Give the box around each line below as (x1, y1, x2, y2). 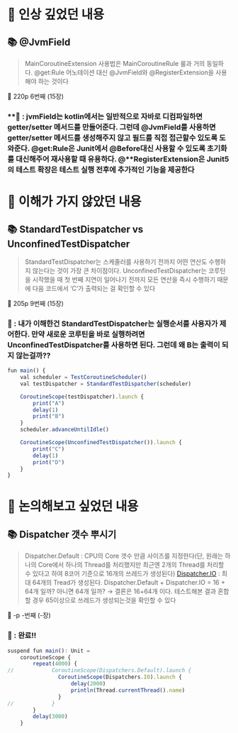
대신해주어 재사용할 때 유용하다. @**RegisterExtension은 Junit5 (15, 154, 229, 164)
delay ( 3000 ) (33, 713, 69, 720)
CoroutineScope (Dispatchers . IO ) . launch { (57, 673, 182, 681)
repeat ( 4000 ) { (33, 661, 78, 668)
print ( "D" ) (33, 458, 65, 465)
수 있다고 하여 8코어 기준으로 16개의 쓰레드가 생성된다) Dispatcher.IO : (24, 569, 221, 578)
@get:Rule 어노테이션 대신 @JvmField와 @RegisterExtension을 (34, 68, 215, 77)
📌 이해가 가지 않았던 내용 (7, 194, 142, 210)
